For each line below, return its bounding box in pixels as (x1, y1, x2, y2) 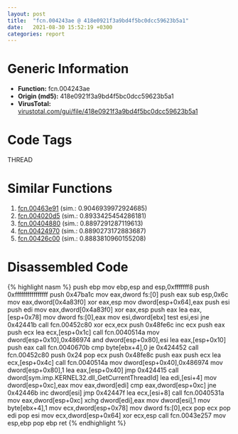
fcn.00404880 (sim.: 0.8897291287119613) (17, 219, 144, 228)
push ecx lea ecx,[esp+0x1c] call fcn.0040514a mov (7, 328, 160, 337)
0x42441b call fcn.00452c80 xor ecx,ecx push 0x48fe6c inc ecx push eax (7, 321, 225, 329)
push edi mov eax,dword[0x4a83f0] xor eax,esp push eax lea (7, 305, 188, 314)
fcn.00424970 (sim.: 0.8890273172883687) (17, 227, 147, 235)
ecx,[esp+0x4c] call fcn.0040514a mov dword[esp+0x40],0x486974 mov (7, 359, 224, 366)
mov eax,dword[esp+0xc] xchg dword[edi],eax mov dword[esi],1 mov (7, 396, 211, 404)
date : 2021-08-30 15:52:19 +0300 (7, 23, 113, 31)
